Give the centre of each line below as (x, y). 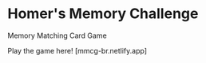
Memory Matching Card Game (57, 35)
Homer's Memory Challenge (103, 14)
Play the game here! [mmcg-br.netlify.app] (77, 50)
